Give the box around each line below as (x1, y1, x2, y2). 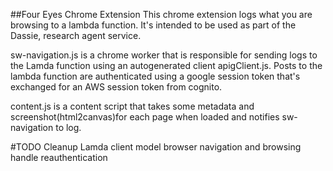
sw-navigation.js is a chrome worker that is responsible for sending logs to (10, 49, 318, 61)
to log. (55, 122, 82, 133)
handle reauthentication (10, 152, 108, 163)
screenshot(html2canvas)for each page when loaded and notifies (10, 111, 280, 123)
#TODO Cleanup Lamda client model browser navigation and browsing (10, 141, 302, 153)
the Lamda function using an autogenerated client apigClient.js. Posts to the (10, 60, 323, 71)
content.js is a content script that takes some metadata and (10, 100, 255, 112)
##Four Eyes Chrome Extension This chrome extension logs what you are (10, 9, 313, 20)
